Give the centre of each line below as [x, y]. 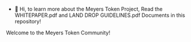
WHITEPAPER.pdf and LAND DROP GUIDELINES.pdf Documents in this [100, 15]
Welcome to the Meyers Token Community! [58, 33]
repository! [28, 21]
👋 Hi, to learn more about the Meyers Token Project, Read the [88, 9]
